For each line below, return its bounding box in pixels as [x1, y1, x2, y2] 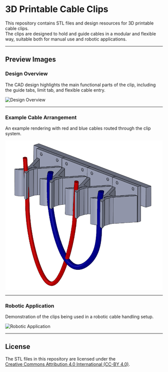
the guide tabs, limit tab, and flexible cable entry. [5, 87, 106, 93]
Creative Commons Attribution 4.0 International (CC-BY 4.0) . [5, 361, 130, 367]
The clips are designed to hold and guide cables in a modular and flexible [5, 31, 156, 37]
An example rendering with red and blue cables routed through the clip [5, 125, 151, 131]
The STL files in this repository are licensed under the [5, 355, 116, 361]
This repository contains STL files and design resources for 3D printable [5, 20, 154, 26]
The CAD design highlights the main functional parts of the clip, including [5, 82, 156, 88]
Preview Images [5, 55, 56, 64]
